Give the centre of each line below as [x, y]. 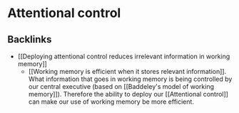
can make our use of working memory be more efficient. [111, 102]
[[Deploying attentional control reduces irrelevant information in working [124, 56]
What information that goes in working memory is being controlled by [130, 79]
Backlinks [30, 39]
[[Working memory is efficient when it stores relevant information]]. [127, 71]
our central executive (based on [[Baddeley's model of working [121, 86]
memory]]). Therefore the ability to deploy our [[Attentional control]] [128, 94]
